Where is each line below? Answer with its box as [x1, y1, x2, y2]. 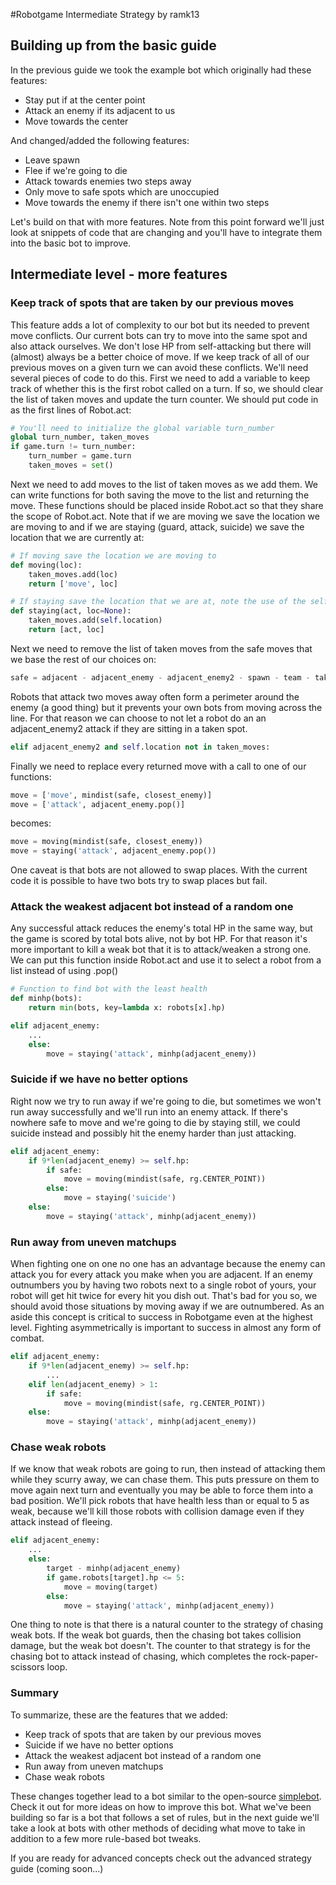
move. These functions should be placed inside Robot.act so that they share [10, 499, 324, 511]
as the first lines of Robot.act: [10, 404, 132, 416]
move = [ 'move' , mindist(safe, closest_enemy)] [10, 790, 213, 800]
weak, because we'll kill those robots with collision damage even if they [10, 1505, 305, 1518]
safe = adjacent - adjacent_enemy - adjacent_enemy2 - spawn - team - [10, 672, 311, 683]
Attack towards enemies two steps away [24, 175, 192, 187]
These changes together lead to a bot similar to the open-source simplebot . [10, 1790, 322, 1802]
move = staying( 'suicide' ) [63, 1193, 177, 1203]
